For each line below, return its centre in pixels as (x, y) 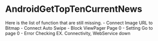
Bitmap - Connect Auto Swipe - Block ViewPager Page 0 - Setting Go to (79, 28)
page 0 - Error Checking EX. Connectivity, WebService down (68, 33)
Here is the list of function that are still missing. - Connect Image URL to (79, 23)
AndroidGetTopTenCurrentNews (74, 9)
